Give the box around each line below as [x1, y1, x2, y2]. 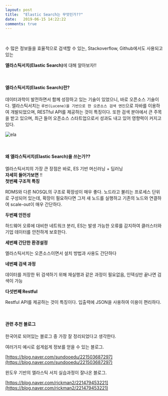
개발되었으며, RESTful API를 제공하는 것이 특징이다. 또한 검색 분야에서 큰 [10, 109, 153, 115]
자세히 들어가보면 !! [5, 171, 43, 178]
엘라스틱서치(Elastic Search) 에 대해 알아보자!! [5, 62, 97, 68]
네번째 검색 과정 [5, 261, 36, 267]
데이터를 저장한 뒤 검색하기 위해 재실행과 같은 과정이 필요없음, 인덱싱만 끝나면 [5, 271, 156, 277]
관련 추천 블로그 [5, 321, 36, 327]
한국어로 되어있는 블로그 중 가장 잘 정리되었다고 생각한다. [5, 333, 116, 339]
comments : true [5, 21, 37, 27]
